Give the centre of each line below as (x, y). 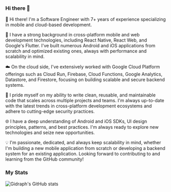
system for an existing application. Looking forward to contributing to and (83, 154)
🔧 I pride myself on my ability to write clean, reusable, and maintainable (81, 95)
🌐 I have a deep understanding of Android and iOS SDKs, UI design (76, 121)
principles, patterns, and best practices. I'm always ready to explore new (82, 127)
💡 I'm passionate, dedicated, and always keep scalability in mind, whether (83, 143)
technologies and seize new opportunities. (50, 132)
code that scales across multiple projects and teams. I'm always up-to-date (85, 101)
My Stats (17, 172)
